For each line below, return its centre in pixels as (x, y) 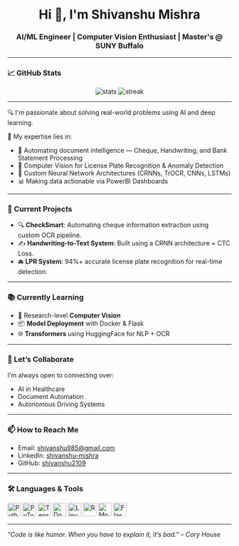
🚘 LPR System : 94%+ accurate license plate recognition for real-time (120, 262)
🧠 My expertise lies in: (40, 136)
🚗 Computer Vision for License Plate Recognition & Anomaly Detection (121, 165)
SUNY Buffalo (119, 46)
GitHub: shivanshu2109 (52, 462)
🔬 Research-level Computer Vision (69, 315)
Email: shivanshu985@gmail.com (66, 448)
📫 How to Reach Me (43, 430)
